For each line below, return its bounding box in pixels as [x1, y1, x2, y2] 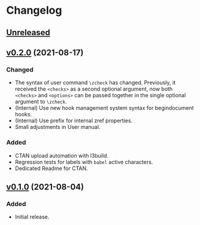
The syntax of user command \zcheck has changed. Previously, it [14, 79, 176, 87]
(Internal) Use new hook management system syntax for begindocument [14, 104, 194, 112]
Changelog [6, 4, 62, 17]
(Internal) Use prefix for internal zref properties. [14, 117, 133, 124]
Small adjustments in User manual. [14, 124, 101, 131]
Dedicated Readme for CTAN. [14, 165, 88, 172]
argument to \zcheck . [14, 98, 67, 105]
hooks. [14, 111, 32, 118]
